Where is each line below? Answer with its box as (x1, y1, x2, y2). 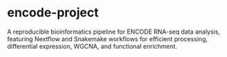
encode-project (7, 5, 99, 21)
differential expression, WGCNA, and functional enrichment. (7, 42, 177, 50)
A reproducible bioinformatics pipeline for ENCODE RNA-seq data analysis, (7, 27, 221, 36)
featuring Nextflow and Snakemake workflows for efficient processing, (7, 34, 208, 43)
